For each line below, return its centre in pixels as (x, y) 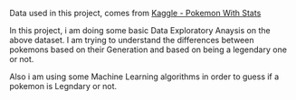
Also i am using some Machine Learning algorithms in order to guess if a (144, 77)
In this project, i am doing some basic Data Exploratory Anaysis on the (140, 30)
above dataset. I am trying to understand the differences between (132, 40)
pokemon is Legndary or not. (63, 86)
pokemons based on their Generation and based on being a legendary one (148, 50)
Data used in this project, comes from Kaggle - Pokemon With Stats (135, 13)
